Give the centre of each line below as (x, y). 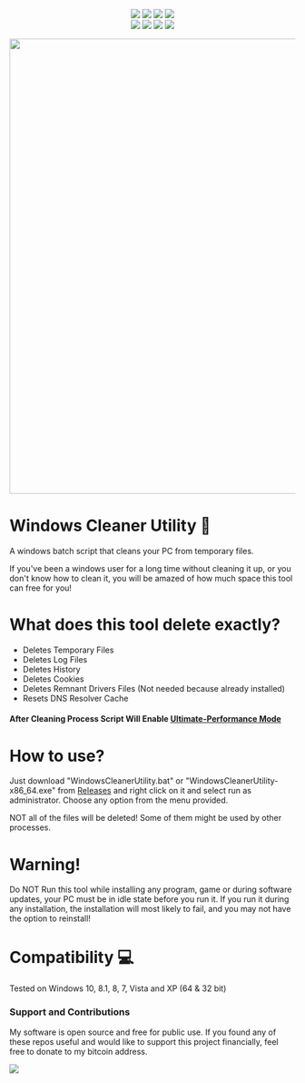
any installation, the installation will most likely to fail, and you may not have (150, 909)
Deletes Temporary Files (68, 650)
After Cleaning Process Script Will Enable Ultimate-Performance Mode (145, 719)
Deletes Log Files (55, 659)
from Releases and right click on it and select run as (155, 791)
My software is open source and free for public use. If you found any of (143, 1032)
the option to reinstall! (50, 918)
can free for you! (41, 588)
